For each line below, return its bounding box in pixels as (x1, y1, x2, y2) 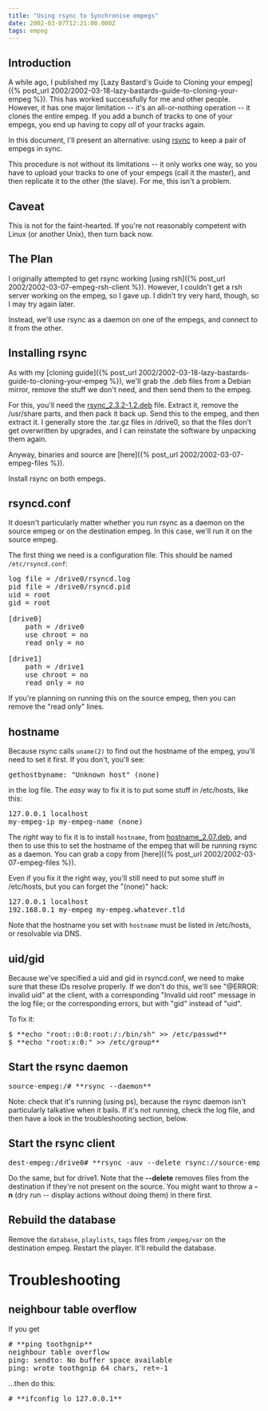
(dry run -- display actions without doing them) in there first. (14, 1189, 213, 1200)
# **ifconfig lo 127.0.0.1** (8, 1393, 122, 1403)
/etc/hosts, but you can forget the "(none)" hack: (8, 881, 169, 892)
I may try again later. (8, 299, 76, 309)
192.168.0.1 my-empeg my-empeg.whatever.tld (8, 905, 186, 914)
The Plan (8, 253, 53, 266)
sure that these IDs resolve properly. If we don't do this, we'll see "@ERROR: (8, 981, 259, 992)
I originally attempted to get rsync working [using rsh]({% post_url (8, 274, 226, 283)
